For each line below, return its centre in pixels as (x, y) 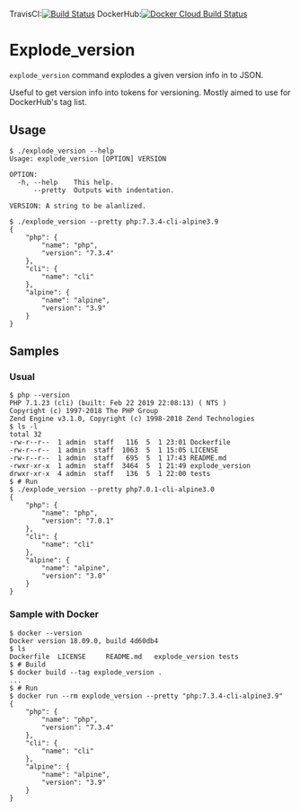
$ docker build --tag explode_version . (86, 672)
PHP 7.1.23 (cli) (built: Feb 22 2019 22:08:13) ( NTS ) (118, 403)
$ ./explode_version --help (62, 151)
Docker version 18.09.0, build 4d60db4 (84, 641)
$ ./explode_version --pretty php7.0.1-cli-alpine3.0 (112, 489)
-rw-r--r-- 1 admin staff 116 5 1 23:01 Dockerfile (120, 443)
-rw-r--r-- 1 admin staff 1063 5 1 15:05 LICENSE (114, 450)
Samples (35, 352)
